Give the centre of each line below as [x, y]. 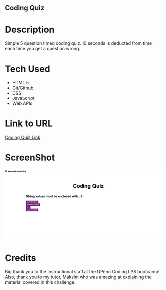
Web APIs [22, 103]
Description [30, 30]
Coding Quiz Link [23, 138]
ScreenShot [30, 157]
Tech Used [28, 69]
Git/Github [23, 88]
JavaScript [23, 98]
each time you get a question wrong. [43, 49]
